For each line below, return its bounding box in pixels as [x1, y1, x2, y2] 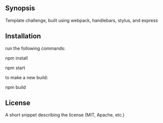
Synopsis [5, 4, 35, 13]
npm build [5, 84, 26, 90]
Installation [5, 32, 41, 41]
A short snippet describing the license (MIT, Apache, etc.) [5, 112, 125, 118]
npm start [5, 65, 26, 71]
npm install [5, 55, 28, 61]
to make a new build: [5, 74, 48, 80]
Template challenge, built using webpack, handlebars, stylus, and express [5, 17, 158, 23]
